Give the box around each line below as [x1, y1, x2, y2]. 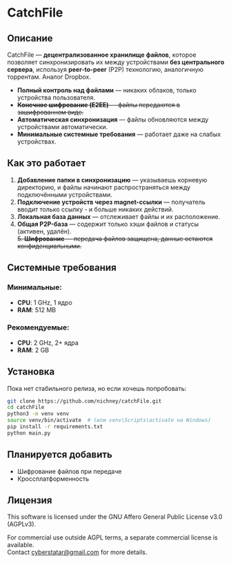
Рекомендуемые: [7, 323, 70, 332]
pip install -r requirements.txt [7, 423, 103, 430]
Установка [7, 366, 55, 378]
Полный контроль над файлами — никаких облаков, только [17, 86, 197, 94]
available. [7, 541, 34, 549]
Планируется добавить [7, 449, 112, 461]
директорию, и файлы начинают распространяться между [17, 183, 191, 191]
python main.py [7, 430, 51, 437]
